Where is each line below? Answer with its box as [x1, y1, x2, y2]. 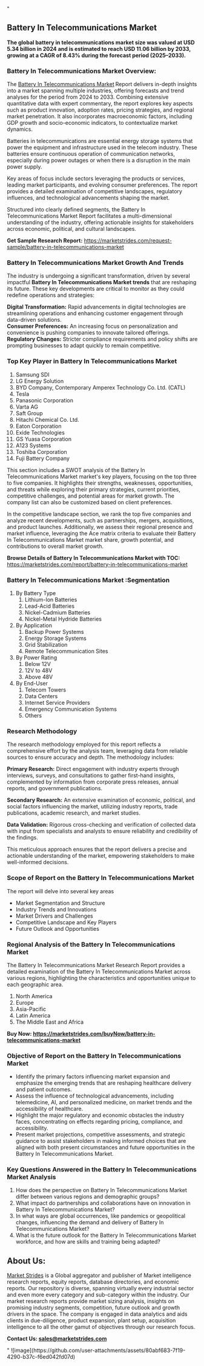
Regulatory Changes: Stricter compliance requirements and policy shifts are [7, 336, 198, 343]
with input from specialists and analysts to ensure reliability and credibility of [7, 827, 198, 835]
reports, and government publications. [7, 785, 102, 792]
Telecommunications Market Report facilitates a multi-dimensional [7, 212, 172, 220]
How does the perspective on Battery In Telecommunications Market [15, 1187, 187, 1194]
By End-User [15, 680, 48, 687]
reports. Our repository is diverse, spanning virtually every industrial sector [7, 1285, 194, 1292]
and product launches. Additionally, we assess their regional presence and [7, 523, 193, 530]
